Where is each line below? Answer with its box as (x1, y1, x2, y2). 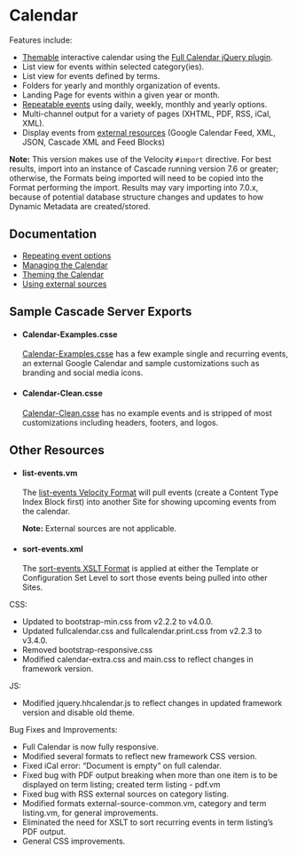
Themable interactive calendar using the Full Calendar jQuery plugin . (21, 51, 273, 62)
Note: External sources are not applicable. (21, 523, 177, 534)
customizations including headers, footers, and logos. (21, 417, 219, 427)
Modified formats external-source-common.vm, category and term (21, 798, 267, 809)
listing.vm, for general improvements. (21, 808, 159, 819)
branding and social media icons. (21, 367, 144, 378)
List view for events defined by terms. (21, 70, 160, 81)
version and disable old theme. (21, 707, 135, 718)
